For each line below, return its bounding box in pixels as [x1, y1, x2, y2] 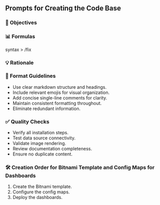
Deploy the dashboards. [12, 194, 63, 200]
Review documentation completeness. [12, 146, 92, 152]
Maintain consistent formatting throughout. [12, 100, 102, 106]
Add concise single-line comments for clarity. [12, 94, 108, 100]
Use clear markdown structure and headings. [12, 84, 107, 90]
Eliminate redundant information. [12, 106, 81, 112]
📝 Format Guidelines [5, 73, 56, 80]
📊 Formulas [5, 33, 35, 40]
